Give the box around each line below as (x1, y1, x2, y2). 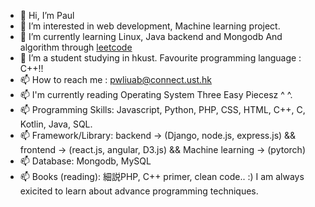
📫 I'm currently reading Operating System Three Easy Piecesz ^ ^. (19, 89, 293, 100)
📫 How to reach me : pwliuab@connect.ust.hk (19, 74, 213, 85)
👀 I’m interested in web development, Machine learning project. (19, 20, 281, 32)
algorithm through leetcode (19, 41, 133, 53)
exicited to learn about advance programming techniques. (19, 185, 259, 197)
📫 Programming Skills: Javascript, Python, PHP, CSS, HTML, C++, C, (19, 104, 306, 115)
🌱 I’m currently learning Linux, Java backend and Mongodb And (19, 31, 283, 42)
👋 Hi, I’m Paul (19, 10, 75, 21)
